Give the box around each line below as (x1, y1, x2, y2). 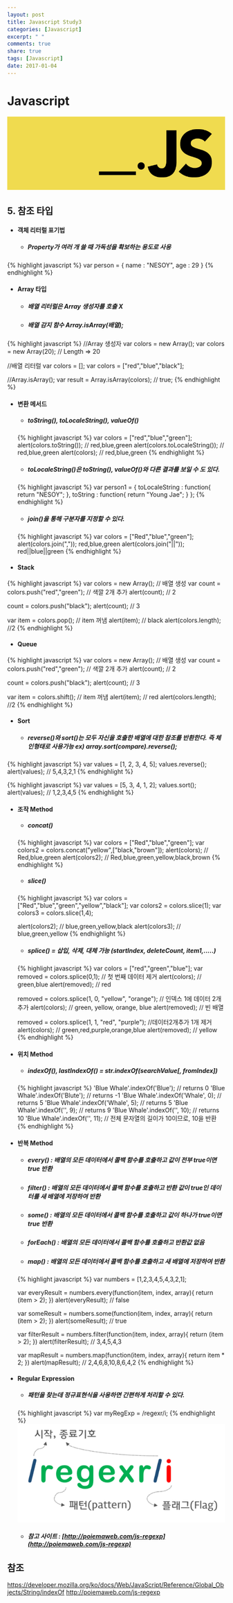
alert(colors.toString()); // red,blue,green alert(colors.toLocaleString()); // (17, 441, 225, 449)
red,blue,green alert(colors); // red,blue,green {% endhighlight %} (17, 448, 205, 456)
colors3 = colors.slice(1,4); (17, 909, 93, 917)
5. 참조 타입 (7, 205, 54, 216)
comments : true (7, 40, 51, 48)
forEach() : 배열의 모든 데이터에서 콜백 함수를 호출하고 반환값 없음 (27, 1238, 205, 1246)
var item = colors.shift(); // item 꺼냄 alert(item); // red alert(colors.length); (7, 693, 216, 701)
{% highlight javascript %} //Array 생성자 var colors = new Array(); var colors (7, 340, 225, 348)
